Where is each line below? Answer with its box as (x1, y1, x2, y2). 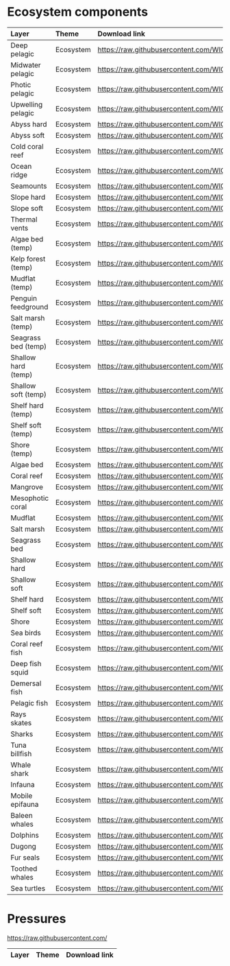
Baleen (10, 810, 33, 820)
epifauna (10, 799, 39, 809)
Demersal (10, 679, 42, 688)
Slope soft (10, 203, 43, 213)
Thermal (10, 214, 38, 224)
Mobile (10, 790, 33, 800)
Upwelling (10, 99, 43, 109)
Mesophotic (10, 493, 49, 503)
